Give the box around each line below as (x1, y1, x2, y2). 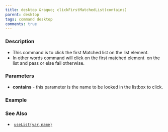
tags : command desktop (5, 17, 53, 22)
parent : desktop (5, 12, 39, 17)
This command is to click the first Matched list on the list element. (12, 49, 149, 55)
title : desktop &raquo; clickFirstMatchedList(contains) (5, 7, 127, 13)
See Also (5, 110, 28, 117)
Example (5, 96, 27, 103)
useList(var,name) (14, 122, 53, 127)
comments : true (5, 21, 37, 27)
